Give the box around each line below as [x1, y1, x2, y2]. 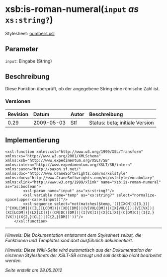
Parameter [5, 45, 39, 53]
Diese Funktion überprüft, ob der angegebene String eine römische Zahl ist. [5, 85, 160, 91]
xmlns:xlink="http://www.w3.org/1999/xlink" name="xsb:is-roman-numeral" [5, 180, 162, 185]
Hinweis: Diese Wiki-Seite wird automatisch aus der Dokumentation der [5, 247, 152, 253]
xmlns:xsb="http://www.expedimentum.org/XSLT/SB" [5, 158, 110, 163]
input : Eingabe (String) [5, 58, 52, 64]
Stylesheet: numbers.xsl [5, 30, 55, 36]
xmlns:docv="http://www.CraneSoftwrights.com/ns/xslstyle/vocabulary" [5, 175, 155, 180]
